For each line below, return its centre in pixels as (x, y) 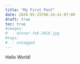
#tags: (12, 38)
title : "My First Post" (30, 10)
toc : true (16, 24)
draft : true (18, 19)
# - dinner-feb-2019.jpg (32, 33)
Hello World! (18, 57)
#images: (14, 29)
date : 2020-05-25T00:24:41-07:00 (40, 15)
